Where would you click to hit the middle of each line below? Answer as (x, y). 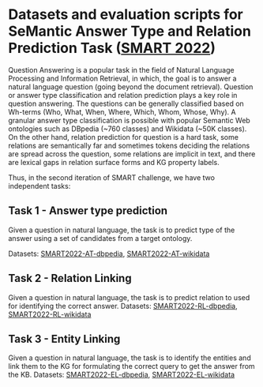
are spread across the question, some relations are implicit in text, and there (132, 154)
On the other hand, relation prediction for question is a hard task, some (124, 137)
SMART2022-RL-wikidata (50, 314)
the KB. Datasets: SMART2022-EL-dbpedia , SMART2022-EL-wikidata (122, 375)
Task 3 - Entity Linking (64, 338)
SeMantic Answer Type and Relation (130, 31)
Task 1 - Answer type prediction (88, 211)
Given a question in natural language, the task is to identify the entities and (130, 358)
